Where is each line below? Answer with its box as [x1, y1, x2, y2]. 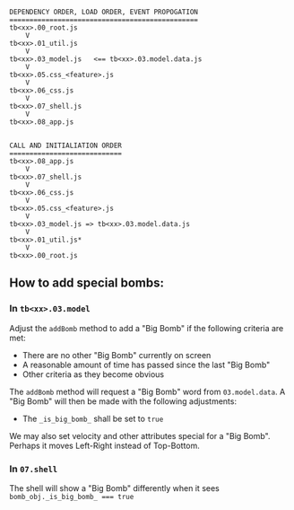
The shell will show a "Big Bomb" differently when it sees [9, 482, 220, 493]
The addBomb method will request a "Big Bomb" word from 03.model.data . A [9, 386, 286, 397]
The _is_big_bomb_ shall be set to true [22, 413, 164, 424]
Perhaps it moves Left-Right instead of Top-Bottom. [9, 440, 200, 451]
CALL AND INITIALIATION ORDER [9, 141, 123, 150]
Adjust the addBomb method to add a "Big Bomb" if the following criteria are [9, 322, 284, 333]
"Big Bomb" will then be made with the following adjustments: [9, 395, 238, 407]
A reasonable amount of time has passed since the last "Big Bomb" [22, 359, 271, 370]
